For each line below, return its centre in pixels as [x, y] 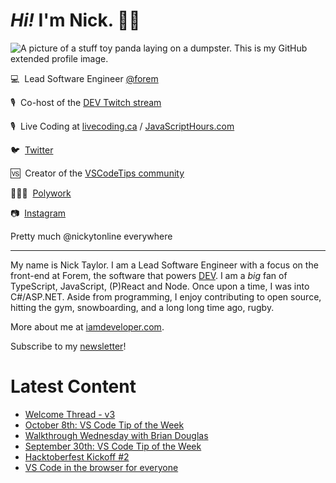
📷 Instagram [38, 213]
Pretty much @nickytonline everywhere [91, 236]
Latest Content [73, 386]
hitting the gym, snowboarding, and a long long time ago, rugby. [142, 307]
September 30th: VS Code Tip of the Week [113, 446]
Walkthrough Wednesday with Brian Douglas [116, 435]
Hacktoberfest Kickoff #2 [77, 456]
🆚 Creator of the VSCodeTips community [97, 173]
